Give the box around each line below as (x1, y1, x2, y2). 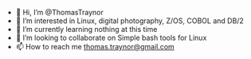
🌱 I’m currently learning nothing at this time (15, 25, 158, 33)
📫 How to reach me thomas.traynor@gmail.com (15, 42, 175, 51)
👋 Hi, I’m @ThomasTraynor (15, 8, 104, 17)
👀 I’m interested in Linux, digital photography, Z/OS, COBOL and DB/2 (15, 16, 245, 26)
